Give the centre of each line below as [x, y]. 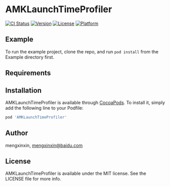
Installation [23, 90]
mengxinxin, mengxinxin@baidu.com [44, 145]
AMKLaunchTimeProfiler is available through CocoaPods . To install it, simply [85, 102]
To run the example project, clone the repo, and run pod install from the [82, 51]
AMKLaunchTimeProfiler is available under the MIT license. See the [76, 173]
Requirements [28, 73]
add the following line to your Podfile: [45, 108]
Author [17, 133]
